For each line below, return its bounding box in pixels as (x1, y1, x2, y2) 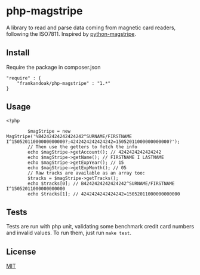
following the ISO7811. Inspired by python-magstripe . (6, 30, 136, 37)
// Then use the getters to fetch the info (27, 143, 137, 150)
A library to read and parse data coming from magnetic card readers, (6, 24, 176, 31)
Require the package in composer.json (6, 63, 101, 71)
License (6, 246, 36, 256)
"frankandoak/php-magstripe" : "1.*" (17, 80, 111, 86)
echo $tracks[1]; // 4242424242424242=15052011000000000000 (27, 191, 180, 197)
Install (6, 48, 30, 58)
